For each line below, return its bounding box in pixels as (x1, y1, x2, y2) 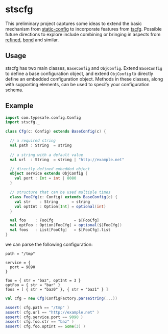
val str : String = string (14, 199, 90, 204)
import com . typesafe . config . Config (5, 115, 81, 120)
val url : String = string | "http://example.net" (10, 157, 125, 162)
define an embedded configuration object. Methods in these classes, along (5, 75, 163, 82)
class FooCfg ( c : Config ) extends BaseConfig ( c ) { (10, 194, 117, 199)
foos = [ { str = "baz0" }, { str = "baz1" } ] (5, 287, 109, 292)
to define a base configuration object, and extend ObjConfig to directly (5, 70, 154, 76)
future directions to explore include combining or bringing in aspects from (5, 31, 161, 37)
